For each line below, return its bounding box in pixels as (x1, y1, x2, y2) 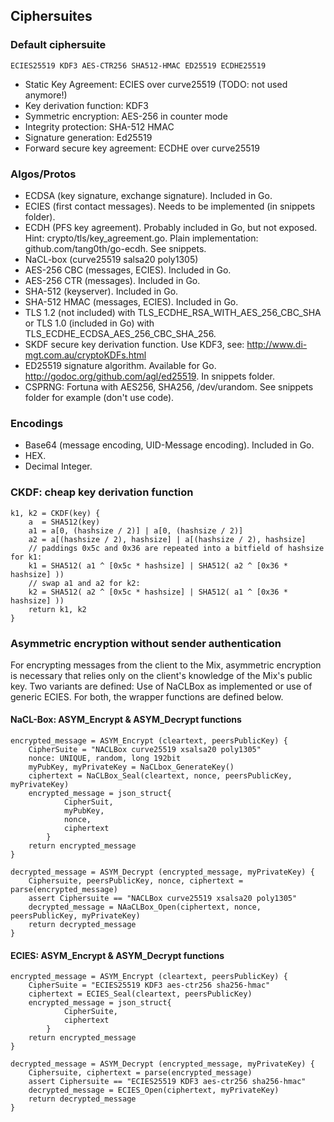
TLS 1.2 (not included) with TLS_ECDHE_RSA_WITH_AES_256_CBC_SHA (24, 306, 322, 318)
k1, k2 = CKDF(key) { (10, 508, 101, 518)
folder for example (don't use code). (24, 391, 175, 403)
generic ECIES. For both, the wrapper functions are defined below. (10, 690, 284, 703)
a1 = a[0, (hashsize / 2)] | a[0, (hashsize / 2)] (28, 525, 244, 536)
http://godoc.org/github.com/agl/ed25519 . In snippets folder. (24, 370, 275, 382)
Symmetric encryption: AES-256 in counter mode (24, 110, 228, 122)
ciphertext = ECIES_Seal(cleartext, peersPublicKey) (28, 989, 253, 999)
